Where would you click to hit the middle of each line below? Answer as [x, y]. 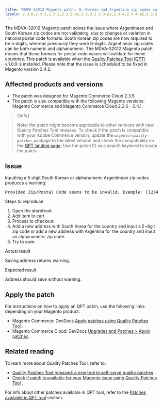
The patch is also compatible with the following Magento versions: [78, 101]
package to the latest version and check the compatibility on [94, 141]
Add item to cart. [29, 216]
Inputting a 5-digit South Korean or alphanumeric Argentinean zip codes [77, 178]
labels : [13, 14]
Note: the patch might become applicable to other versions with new [85, 125]
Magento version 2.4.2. [28, 69]
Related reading [30, 351]
